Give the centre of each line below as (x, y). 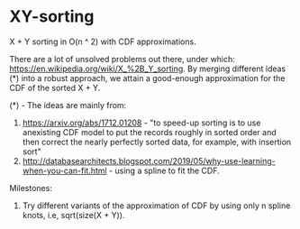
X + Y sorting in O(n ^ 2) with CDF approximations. (103, 41)
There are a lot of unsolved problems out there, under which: (123, 59)
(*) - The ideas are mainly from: (68, 105)
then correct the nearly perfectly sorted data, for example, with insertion (157, 142)
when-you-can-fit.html (64, 170)
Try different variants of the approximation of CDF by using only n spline (156, 206)
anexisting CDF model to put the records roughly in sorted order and (149, 132)
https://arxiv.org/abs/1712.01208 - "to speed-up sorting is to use (141, 123)
